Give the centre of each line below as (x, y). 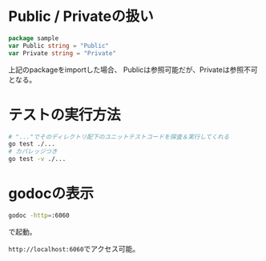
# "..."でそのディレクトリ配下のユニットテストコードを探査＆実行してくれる (119, 137)
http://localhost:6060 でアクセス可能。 (74, 248)
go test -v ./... (37, 159)
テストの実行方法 (65, 115)
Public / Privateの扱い (81, 16)
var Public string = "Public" (59, 46)
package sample (34, 38)
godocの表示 (51, 194)
